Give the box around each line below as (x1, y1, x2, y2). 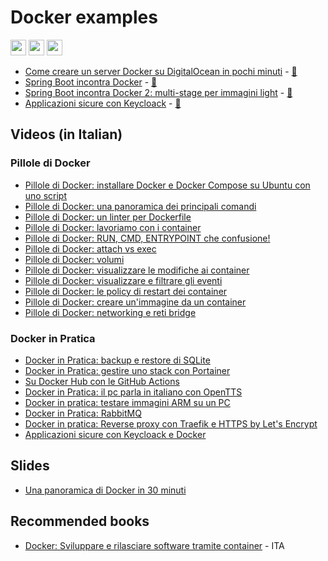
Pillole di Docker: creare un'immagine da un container (24, 296, 247, 308)
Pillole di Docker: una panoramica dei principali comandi (24, 200, 257, 212)
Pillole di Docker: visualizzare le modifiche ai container (24, 264, 250, 276)
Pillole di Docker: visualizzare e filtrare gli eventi (24, 274, 223, 286)
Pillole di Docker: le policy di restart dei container (24, 285, 228, 297)
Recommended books (10, 513, 150, 530)
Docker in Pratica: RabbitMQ (24, 407, 142, 419)
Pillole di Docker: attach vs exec (24, 242, 157, 255)
